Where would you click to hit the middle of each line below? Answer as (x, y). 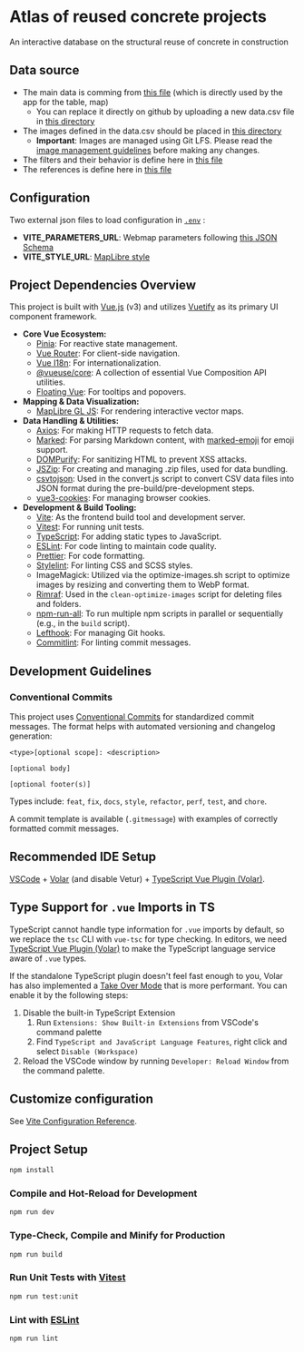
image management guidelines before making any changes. (148, 150)
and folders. (59, 604)
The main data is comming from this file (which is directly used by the (152, 92)
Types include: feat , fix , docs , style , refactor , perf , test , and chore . (138, 801)
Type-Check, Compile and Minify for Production (118, 1236)
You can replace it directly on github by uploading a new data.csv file (165, 112)
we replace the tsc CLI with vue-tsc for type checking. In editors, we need (148, 939)
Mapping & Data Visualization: (81, 402)
